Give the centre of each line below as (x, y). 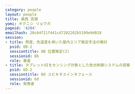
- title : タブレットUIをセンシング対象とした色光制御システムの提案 (68, 65)
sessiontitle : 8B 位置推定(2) (40, 51)
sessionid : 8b (24, 56)
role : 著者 (20, 61)
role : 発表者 (22, 84)
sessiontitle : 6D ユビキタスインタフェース (51, 75)
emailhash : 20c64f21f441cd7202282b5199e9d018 (53, 33)
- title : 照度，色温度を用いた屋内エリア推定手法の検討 (56, 42)
